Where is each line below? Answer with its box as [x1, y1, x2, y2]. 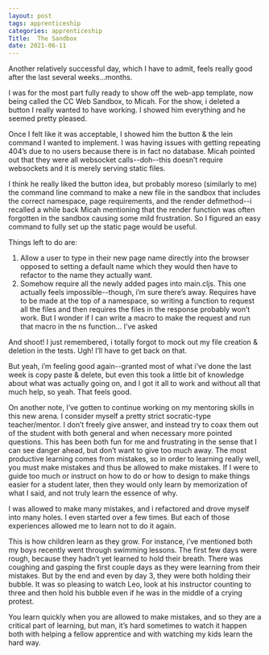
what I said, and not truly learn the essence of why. [8, 488, 179, 498]
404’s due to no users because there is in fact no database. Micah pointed [8, 147, 255, 156]
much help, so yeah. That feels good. [8, 388, 132, 397]
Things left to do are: [8, 238, 78, 247]
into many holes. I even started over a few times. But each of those [8, 512, 230, 522]
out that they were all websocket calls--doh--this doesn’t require [8, 155, 224, 165]
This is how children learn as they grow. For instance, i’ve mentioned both [8, 537, 253, 546]
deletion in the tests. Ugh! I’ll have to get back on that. [8, 346, 188, 355]
